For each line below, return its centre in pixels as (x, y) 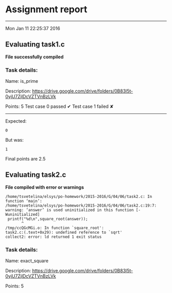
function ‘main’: (24, 201)
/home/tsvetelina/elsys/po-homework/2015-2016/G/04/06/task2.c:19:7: (81, 206)
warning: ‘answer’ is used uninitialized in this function (70, 210)
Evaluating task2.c (36, 175)
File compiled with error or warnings (45, 187)
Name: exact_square (27, 261)
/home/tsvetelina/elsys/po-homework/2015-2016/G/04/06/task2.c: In (79, 196)
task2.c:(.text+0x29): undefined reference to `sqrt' (64, 232)
